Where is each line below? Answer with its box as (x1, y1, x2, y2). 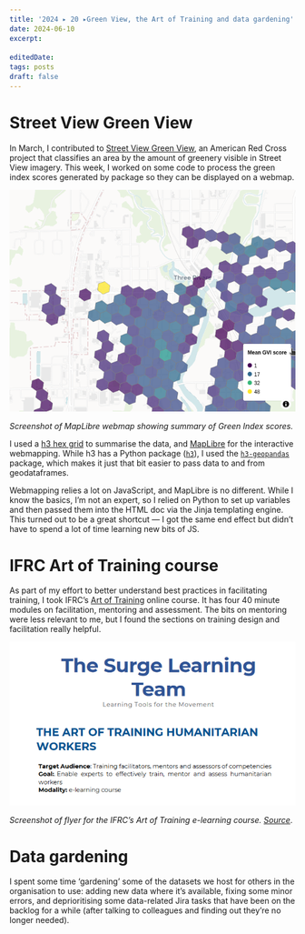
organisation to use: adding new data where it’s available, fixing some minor (9, 886, 293, 897)
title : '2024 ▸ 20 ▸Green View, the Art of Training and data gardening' (9, 15, 295, 24)
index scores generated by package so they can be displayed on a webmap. (9, 171, 295, 182)
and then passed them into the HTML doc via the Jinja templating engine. (9, 504, 284, 515)
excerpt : (9, 34, 43, 43)
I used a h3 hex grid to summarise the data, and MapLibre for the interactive (9, 437, 294, 449)
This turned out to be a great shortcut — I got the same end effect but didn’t (9, 514, 294, 525)
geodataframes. (9, 467, 70, 477)
